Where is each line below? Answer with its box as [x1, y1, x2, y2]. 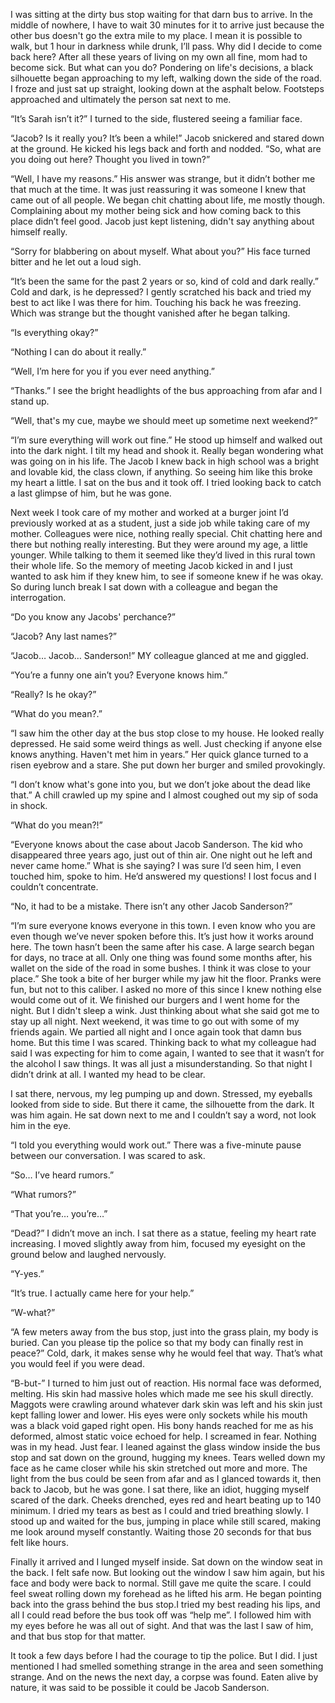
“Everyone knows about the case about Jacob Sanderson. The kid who [10, 839, 303, 850]
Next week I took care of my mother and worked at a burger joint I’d [10, 507, 289, 518]
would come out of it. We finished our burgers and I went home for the [10, 994, 300, 1006]
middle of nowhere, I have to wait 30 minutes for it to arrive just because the [10, 19, 325, 31]
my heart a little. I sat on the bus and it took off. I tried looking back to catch [10, 477, 322, 488]
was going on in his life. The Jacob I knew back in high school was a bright [10, 455, 320, 467]
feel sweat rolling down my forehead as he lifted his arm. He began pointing [10, 1588, 322, 1599]
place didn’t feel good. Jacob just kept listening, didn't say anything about [10, 215, 315, 227]
